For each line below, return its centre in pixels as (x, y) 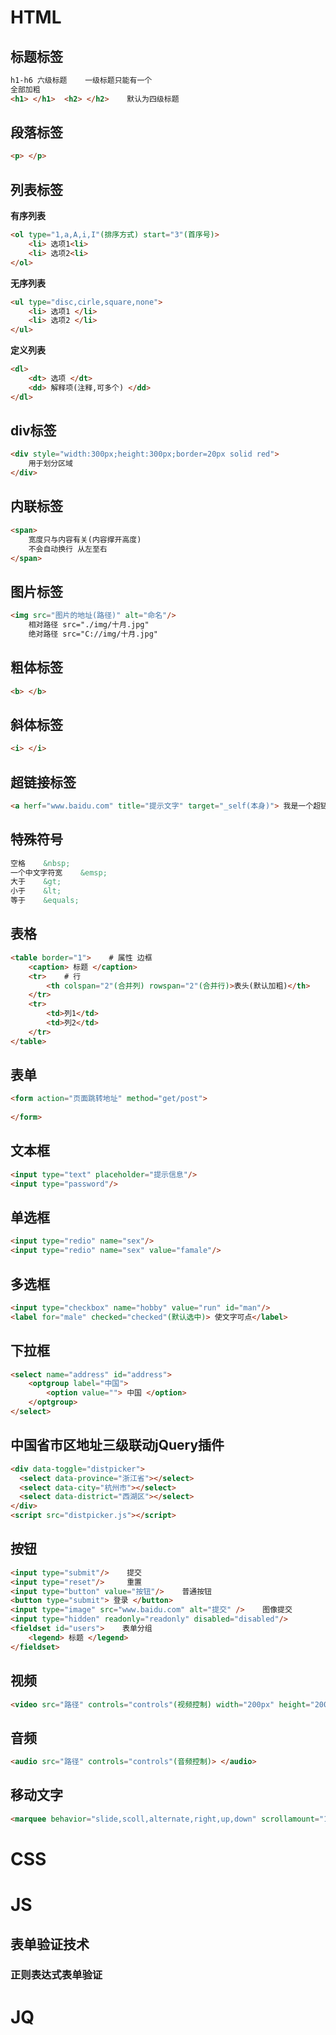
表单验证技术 (50, 1944)
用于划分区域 (50, 464)
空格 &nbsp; (40, 863)
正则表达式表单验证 (56, 1975)
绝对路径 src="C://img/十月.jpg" (93, 634)
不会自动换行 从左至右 (68, 549)
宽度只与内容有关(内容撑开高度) (85, 539)
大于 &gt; (36, 882)
